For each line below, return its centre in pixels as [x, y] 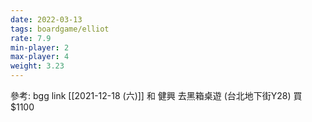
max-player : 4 [40, 57]
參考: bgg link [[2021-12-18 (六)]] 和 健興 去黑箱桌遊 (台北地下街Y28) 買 [156, 95]
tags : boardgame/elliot [60, 29]
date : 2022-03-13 [46, 19]
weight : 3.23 [37, 66]
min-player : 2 [40, 47]
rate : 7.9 [31, 38]
